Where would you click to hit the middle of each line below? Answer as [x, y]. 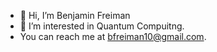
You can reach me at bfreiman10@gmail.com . [113, 36]
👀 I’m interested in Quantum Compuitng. [102, 26]
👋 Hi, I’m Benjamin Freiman [75, 15]
